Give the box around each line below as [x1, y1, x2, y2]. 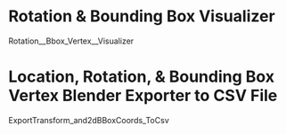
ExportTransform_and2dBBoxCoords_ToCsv [8, 114, 170, 125]
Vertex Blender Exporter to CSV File [8, 86, 278, 106]
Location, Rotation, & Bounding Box [8, 67, 275, 87]
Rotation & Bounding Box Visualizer [8, 6, 275, 27]
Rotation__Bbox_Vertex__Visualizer [8, 35, 135, 46]
